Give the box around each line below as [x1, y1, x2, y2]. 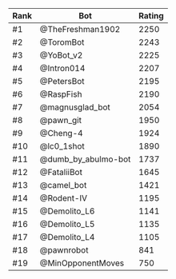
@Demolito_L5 [39, 219, 95, 229]
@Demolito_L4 [39, 232, 95, 242]
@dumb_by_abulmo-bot [39, 153, 131, 165]
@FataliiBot [39, 167, 82, 177]
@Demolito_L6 [39, 205, 95, 217]
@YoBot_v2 [39, 50, 83, 61]
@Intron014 [39, 63, 86, 74]
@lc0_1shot [39, 141, 86, 151]
